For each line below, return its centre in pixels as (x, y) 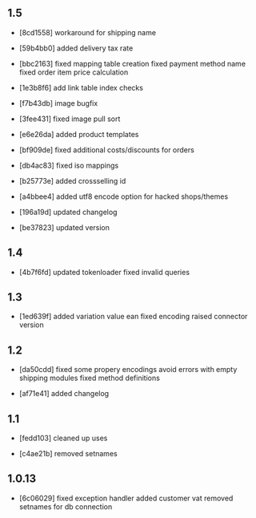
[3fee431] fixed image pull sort (70, 119)
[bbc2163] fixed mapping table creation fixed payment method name (132, 63)
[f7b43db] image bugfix (58, 103)
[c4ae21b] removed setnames (68, 454)
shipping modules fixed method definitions (90, 378)
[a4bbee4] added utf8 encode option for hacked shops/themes (124, 196)
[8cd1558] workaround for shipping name (88, 32)
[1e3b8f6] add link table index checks (81, 87)
